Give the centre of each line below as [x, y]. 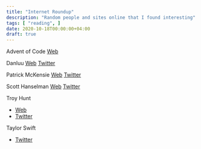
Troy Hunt [19, 98]
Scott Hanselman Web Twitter [43, 87]
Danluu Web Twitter [31, 63]
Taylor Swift [21, 128]
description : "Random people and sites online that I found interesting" [101, 17]
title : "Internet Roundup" [40, 12]
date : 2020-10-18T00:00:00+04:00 [48, 29]
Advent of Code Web [32, 51]
